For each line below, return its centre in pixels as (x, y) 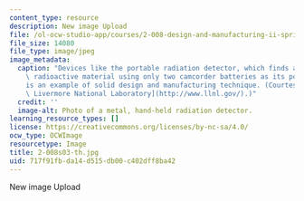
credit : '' (38, 102)
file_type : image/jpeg (52, 52)
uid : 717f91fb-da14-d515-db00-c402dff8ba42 (93, 161)
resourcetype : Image (48, 144)
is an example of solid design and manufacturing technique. (143, 85)
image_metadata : (40, 60)
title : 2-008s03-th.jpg (54, 152)
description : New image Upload (68, 26)
